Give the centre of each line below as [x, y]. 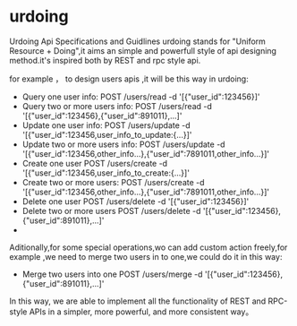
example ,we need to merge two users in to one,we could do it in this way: [146, 256]
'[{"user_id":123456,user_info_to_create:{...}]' [106, 173]
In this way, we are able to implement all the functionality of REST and [138, 301]
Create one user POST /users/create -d [95, 163]
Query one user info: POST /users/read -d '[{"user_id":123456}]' [141, 97]
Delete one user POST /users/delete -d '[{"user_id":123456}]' [136, 201]
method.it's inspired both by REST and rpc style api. [105, 60]
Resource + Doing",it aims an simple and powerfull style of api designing [143, 50]
